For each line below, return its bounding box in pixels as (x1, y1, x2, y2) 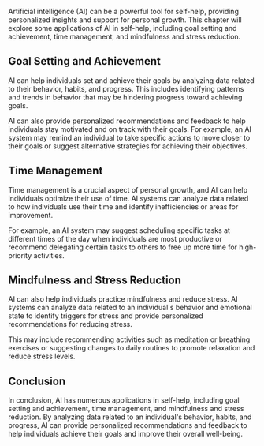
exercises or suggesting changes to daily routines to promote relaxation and (8, 343, 255, 353)
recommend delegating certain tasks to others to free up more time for (8, 242, 238, 252)
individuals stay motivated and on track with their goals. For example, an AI (8, 124, 252, 133)
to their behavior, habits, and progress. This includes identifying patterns (8, 84, 244, 93)
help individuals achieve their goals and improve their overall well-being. (8, 429, 243, 439)
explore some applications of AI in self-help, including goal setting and (8, 24, 237, 32)
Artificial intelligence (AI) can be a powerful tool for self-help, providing (8, 7, 239, 16)
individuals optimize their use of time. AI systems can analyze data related (8, 193, 249, 203)
